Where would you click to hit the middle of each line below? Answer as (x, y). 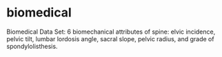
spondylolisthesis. (32, 46)
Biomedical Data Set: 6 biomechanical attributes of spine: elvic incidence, (111, 32)
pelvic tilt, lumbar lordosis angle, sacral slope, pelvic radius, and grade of (110, 38)
